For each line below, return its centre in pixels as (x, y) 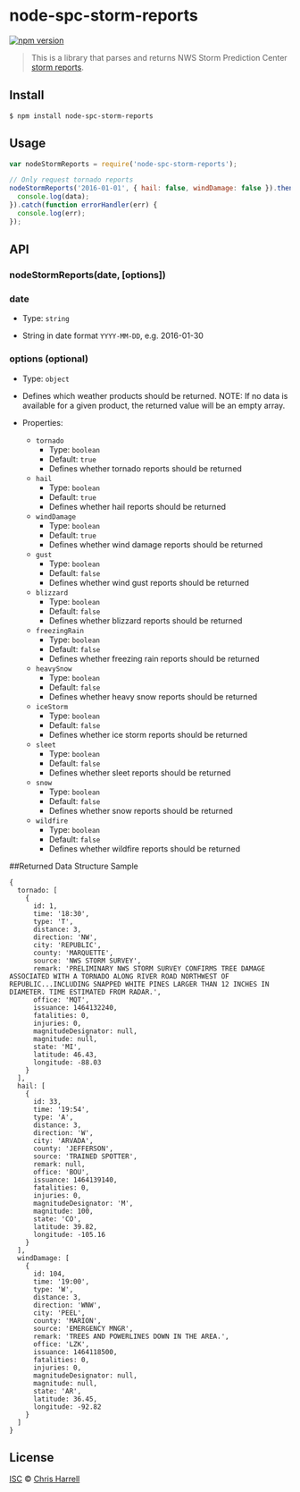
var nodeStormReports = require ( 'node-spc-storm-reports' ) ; (124, 164)
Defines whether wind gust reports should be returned (149, 582)
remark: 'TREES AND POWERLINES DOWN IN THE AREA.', (131, 1336)
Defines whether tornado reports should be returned (146, 468)
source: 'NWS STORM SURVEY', (87, 961)
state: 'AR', (57, 1391)
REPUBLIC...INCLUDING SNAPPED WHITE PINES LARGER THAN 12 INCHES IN (139, 984)
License (32, 1458)
